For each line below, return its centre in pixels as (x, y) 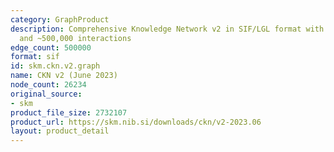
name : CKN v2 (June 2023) (64, 76)
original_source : (46, 94)
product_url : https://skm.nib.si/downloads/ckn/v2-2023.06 (136, 122)
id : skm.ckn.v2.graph (55, 66)
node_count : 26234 (48, 85)
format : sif (35, 57)
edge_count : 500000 (51, 47)
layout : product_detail (60, 131)
